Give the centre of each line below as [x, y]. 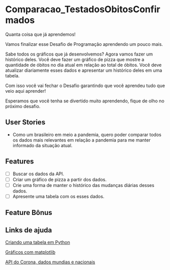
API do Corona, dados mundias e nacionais [50, 262]
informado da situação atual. [42, 145]
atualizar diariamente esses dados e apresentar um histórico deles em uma [84, 70]
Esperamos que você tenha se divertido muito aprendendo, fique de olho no [85, 101]
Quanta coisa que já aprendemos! [41, 34]
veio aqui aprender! [26, 91]
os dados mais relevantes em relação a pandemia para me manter [81, 140]
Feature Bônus [29, 213]
